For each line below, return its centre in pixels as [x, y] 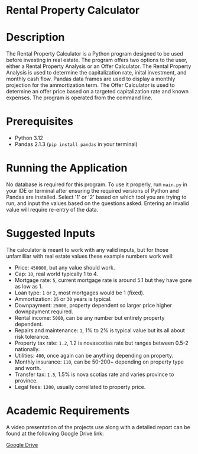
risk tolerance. [32, 336]
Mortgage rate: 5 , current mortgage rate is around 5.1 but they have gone [103, 280]
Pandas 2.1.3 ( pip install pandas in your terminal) [76, 144]
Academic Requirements [68, 411]
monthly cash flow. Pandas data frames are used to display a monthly [91, 79]
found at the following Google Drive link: [55, 433]
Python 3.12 [29, 138]
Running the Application [67, 168]
